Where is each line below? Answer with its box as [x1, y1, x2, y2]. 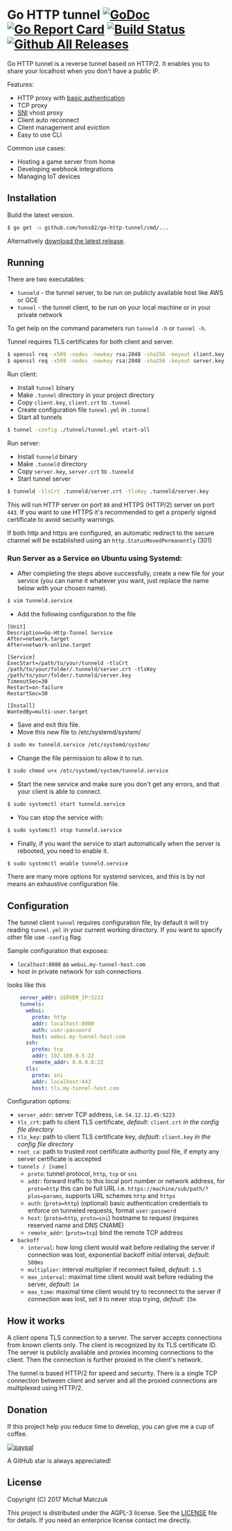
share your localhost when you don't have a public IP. [7, 67, 160, 75]
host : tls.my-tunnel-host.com [32, 1085, 119, 1092]
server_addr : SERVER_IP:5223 [19, 995, 104, 1001]
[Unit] [7, 623, 26, 631]
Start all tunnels [17, 413, 62, 421]
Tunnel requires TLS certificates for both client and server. [7, 337, 175, 346]
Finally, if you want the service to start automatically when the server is [17, 839, 221, 847]
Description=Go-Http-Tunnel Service [7, 629, 113, 636]
